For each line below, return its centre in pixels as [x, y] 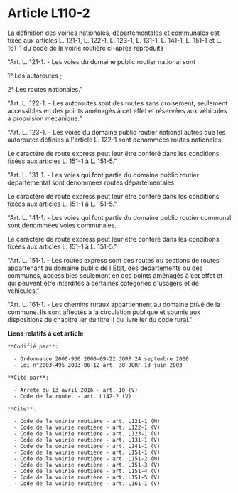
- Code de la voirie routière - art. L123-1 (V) [87, 434]
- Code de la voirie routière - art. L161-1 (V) [87, 483]
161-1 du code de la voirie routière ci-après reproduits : [87, 48]
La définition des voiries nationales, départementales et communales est [114, 33]
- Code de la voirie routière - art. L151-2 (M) [87, 458]
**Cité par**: [28, 378]
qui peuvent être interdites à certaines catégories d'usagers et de [103, 283]
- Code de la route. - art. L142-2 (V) [73, 396]
